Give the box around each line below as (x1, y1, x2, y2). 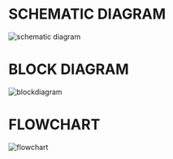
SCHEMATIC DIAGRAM (8, 5, 167, 24)
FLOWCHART (8, 115, 101, 134)
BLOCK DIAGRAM (8, 60, 129, 79)
